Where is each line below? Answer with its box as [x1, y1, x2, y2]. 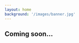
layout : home [4, 7, 32, 12]
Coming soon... [4, 30, 53, 38]
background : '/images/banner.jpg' [4, 12, 76, 17]
